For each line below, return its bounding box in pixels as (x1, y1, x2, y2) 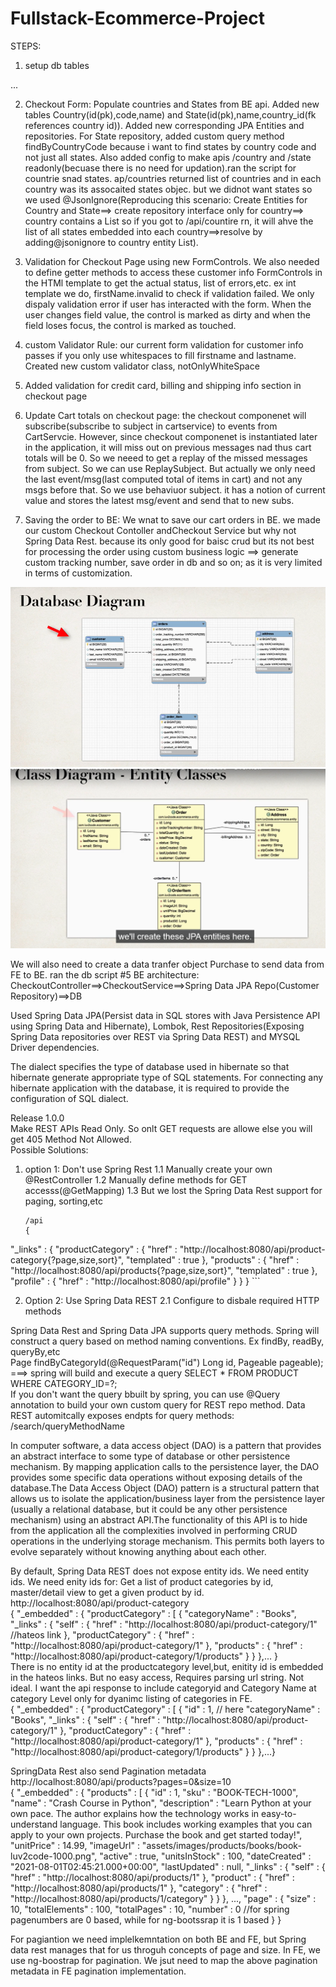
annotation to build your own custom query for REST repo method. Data (10, 1398, 306, 1411)
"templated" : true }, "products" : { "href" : (126, 1253, 300, 1266)
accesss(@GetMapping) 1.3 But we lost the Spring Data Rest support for (24, 1184, 323, 1196)
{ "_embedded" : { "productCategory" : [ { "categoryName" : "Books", (10, 1607, 297, 1619)
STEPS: (10, 40, 42, 52)
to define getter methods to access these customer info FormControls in (24, 266, 323, 278)
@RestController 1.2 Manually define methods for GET (24, 1173, 248, 1186)
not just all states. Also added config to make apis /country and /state (24, 151, 312, 163)
